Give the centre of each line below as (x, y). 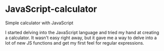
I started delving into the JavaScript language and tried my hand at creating (82, 32)
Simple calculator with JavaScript (39, 23)
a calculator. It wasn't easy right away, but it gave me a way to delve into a (81, 38)
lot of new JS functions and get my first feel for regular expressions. (75, 43)
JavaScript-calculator (51, 9)
